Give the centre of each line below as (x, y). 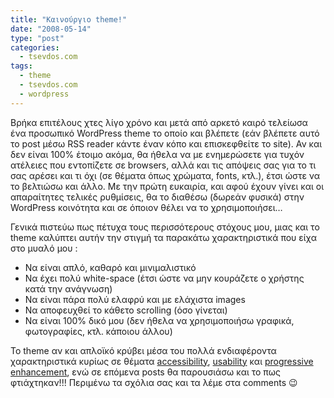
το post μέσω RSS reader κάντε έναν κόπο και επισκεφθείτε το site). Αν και (166, 143)
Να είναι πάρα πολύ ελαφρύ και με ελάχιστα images (135, 299)
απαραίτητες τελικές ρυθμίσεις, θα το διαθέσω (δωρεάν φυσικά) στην (157, 197)
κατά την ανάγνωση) (68, 288)
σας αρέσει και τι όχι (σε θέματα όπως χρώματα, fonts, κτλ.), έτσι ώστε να (165, 175)
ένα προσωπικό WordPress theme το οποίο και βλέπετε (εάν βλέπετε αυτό (165, 133)
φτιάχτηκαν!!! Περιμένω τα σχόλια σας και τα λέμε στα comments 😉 (154, 382)
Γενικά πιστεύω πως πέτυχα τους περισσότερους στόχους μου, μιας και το (165, 227)
